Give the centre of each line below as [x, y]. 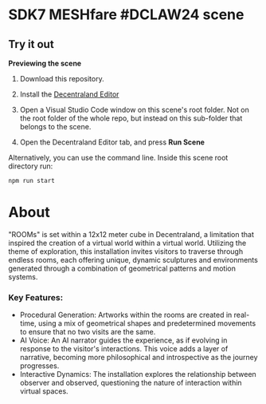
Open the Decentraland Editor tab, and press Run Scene [112, 142]
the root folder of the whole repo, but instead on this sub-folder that [131, 118]
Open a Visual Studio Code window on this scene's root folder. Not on [134, 110]
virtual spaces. [44, 391]
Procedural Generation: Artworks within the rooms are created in [126, 315]
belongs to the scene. [55, 127]
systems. [23, 276]
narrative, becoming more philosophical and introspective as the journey [139, 358]
